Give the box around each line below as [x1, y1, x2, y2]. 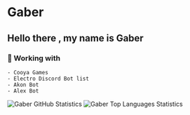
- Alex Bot [7, 87, 39, 95]
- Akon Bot [7, 81, 39, 88]
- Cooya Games [7, 69, 49, 76]
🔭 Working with [7, 53, 61, 63]
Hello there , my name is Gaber [7, 32, 144, 44]
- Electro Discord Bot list [7, 75, 90, 82]
